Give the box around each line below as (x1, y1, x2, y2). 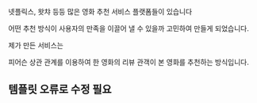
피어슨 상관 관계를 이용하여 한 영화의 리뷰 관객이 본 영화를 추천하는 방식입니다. (8, 58, 250, 67)
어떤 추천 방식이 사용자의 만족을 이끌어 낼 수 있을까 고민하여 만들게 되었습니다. (8, 24, 250, 33)
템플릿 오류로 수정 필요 (8, 82, 113, 97)
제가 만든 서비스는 (8, 40, 63, 50)
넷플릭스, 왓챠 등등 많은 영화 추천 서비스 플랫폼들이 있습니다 (8, 7, 193, 16)
